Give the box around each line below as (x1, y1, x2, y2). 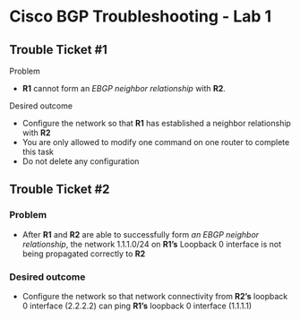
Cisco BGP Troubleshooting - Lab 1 (9, 6, 272, 27)
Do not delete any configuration (21, 156, 140, 167)
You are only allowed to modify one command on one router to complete (21, 137, 290, 147)
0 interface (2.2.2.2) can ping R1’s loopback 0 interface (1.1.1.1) (21, 300, 253, 311)
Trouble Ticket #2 (9, 182, 110, 197)
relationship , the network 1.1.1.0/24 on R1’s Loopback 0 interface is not (21, 238, 282, 249)
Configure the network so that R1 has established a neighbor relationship (21, 118, 291, 128)
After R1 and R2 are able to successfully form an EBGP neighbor (21, 229, 260, 239)
